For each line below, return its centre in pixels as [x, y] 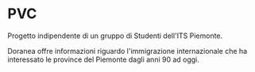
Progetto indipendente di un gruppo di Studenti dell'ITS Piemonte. [115, 36]
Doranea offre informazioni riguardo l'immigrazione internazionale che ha [127, 51]
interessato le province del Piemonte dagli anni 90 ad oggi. [104, 59]
